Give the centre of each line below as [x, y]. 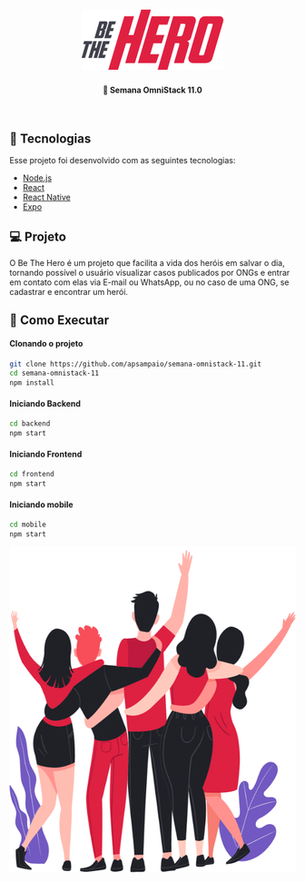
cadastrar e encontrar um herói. [69, 292]
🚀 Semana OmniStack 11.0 [152, 90]
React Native [46, 197]
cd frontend [32, 475]
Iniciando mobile [42, 505]
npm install [32, 383]
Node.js [37, 178]
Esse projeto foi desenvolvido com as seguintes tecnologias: [123, 161]
